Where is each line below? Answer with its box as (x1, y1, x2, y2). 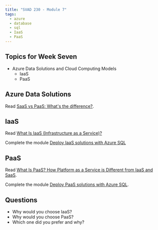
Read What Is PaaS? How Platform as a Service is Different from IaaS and (5, 167, 153, 173)
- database (9, 21, 32, 26)
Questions (5, 196, 38, 204)
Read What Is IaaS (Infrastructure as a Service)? (5, 130, 102, 136)
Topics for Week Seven (5, 52, 78, 61)
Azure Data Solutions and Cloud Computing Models (12, 66, 117, 71)
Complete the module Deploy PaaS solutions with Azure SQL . (5, 182, 129, 187)
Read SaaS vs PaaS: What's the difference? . (5, 103, 94, 109)
